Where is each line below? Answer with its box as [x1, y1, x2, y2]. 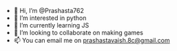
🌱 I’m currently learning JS [13, 21, 90, 29]
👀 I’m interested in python [13, 14, 87, 22]
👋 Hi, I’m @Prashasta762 [13, 7, 84, 14]
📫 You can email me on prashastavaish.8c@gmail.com [13, 37, 170, 44]
